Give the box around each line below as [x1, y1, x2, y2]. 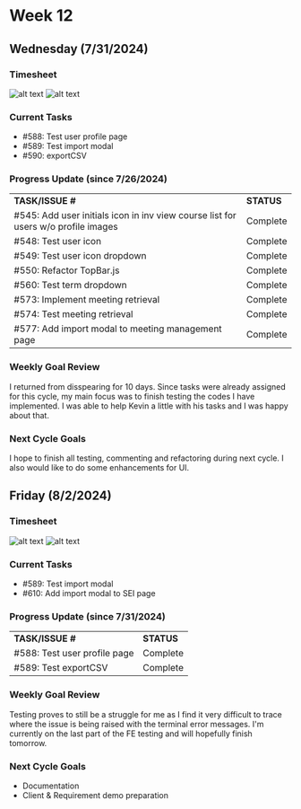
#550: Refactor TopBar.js [13, 264, 120, 277]
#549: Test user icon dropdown [13, 250, 147, 262]
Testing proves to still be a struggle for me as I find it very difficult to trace [9, 708, 282, 719]
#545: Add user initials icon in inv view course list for [13, 209, 236, 222]
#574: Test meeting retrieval [13, 308, 133, 321]
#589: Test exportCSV [13, 662, 108, 674]
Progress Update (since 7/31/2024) [9, 610, 166, 622]
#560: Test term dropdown [13, 279, 127, 292]
